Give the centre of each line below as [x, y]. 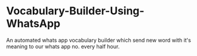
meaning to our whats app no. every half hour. [63, 46]
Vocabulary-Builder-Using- [75, 11]
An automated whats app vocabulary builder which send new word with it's [98, 40]
